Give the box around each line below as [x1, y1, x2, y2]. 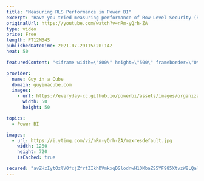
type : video [6, 26, 36, 32]
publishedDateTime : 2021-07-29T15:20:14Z [6, 43, 113, 49]
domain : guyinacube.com [12, 81, 72, 88]
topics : [6, 115, 26, 121]
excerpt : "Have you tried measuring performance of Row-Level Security [6, 15, 191, 21]
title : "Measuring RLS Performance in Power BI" [6, 9, 132, 15]
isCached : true [17, 154, 56, 161]
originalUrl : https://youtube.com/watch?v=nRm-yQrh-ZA [6, 20, 148, 26]
